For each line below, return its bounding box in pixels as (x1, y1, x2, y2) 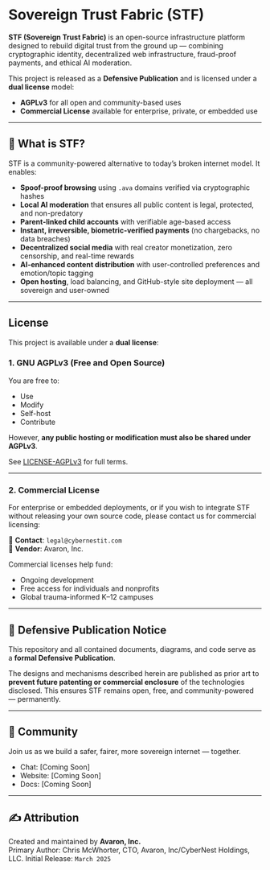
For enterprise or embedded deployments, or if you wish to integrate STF (8, 503, 251, 513)
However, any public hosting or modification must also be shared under (8, 432, 252, 442)
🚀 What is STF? (8, 137, 86, 150)
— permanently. (8, 694, 62, 703)
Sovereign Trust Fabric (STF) (8, 6, 205, 24)
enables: (8, 167, 37, 176)
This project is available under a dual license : (8, 337, 159, 347)
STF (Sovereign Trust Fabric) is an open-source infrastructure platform (8, 32, 245, 42)
